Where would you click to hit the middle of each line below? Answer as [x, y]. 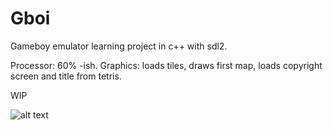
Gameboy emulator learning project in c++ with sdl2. [119, 46]
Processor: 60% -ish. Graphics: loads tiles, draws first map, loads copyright [166, 65]
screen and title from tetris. [66, 76]
